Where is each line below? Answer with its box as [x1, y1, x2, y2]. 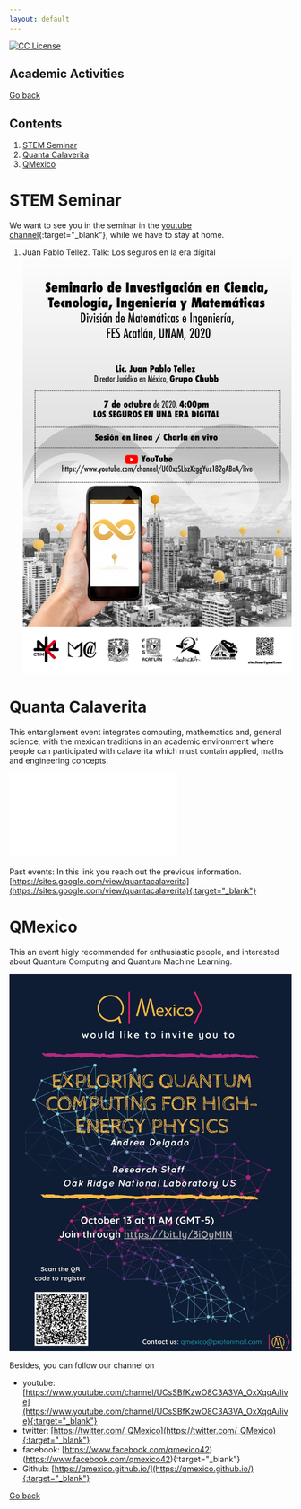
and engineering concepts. [9, 755, 109, 766]
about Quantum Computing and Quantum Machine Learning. [9, 956, 233, 967]
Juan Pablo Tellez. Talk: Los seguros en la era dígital [21, 247, 217, 258]
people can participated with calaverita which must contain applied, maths [9, 745, 284, 756]
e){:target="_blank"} [21, 1415, 98, 1426]
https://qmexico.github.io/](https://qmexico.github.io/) [54, 1463, 254, 1474]
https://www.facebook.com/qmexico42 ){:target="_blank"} [25, 1453, 241, 1464]
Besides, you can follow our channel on [9, 1360, 155, 1371]
